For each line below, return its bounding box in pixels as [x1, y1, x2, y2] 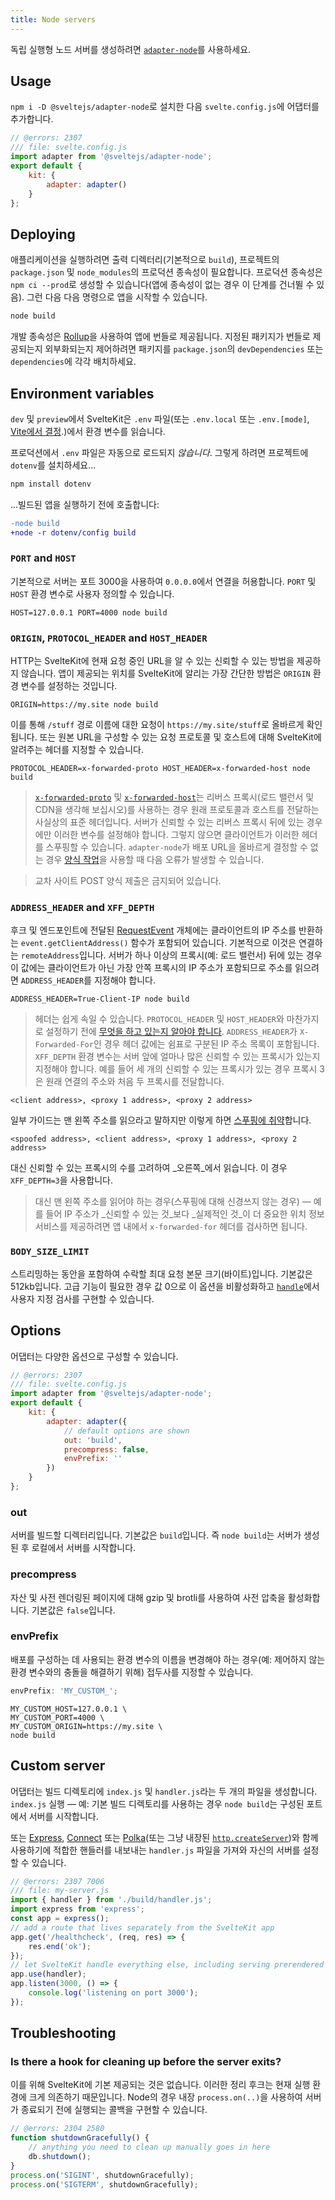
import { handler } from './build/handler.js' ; [10, 1895, 213, 1905]
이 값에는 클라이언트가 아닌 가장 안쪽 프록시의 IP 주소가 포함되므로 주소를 [10, 962, 293, 974]
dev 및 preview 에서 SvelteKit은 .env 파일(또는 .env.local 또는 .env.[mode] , [10, 412, 310, 425]
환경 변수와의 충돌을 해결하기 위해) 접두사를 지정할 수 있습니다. [10, 1666, 254, 1678]
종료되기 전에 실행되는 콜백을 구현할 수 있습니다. [20, 2104, 208, 2116]
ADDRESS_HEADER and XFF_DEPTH [10, 901, 155, 915]
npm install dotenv [10, 479, 92, 489]
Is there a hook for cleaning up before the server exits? [10, 2055, 282, 2069]
